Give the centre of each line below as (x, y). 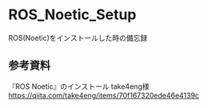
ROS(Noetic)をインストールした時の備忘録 (78, 38)
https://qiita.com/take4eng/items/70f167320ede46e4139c (104, 95)
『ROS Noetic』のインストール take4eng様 (79, 86)
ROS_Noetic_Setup (72, 15)
